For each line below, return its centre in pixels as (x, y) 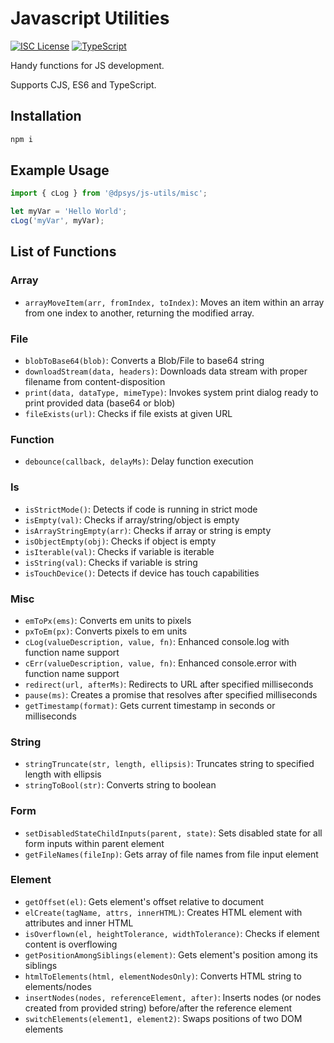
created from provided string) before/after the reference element (158, 1008)
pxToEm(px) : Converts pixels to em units (106, 631)
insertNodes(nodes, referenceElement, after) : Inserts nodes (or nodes (173, 997)
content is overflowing (71, 944)
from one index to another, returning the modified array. (139, 313)
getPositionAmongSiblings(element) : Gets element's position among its (171, 954)
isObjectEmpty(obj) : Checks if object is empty (120, 541)
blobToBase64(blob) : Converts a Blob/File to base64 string (144, 361)
